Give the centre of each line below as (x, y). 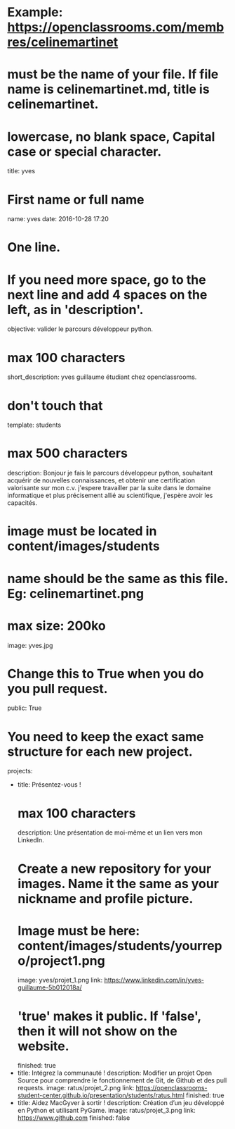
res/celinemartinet (63, 42)
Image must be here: (79, 931)
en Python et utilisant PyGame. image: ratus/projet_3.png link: (106, 1111)
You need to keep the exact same (106, 736)
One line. (34, 248)
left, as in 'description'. (75, 310)
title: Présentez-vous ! (49, 785)
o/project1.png (61, 960)
